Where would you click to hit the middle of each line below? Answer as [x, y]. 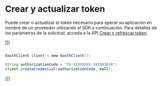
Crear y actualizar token [55, 9]
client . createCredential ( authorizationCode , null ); [59, 69]
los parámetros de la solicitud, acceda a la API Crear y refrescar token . [77, 33]
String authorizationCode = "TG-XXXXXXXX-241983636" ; [61, 64]
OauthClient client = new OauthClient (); [48, 55]
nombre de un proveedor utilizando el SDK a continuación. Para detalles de [81, 27]
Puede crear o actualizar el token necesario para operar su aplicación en [79, 22]
